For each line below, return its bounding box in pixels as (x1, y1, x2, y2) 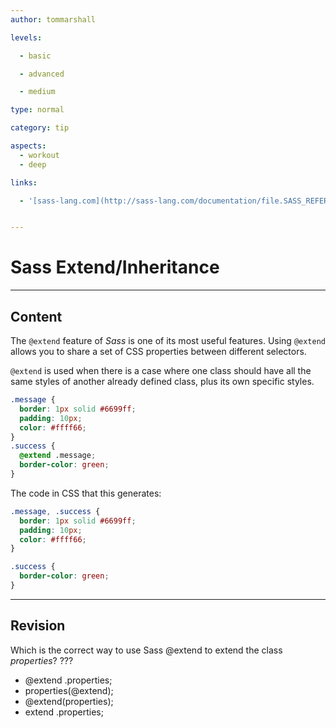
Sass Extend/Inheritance (10, 256, 220, 279)
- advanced (19, 69, 65, 79)
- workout (19, 150, 60, 160)
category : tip (10, 123, 70, 133)
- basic (19, 51, 52, 61)
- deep (19, 159, 47, 170)
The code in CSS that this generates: (10, 487, 162, 499)
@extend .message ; (19, 451, 97, 461)
